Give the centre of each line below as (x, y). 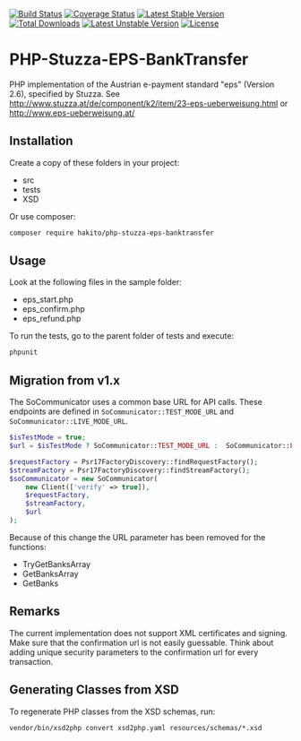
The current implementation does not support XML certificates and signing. (149, 633)
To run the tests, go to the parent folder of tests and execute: (122, 336)
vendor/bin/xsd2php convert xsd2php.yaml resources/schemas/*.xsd (136, 728)
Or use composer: (43, 216)
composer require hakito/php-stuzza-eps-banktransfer (112, 233)
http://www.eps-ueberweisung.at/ (72, 113)
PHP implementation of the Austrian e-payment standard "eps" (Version (142, 84)
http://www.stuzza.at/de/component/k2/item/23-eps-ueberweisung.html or (149, 103)
